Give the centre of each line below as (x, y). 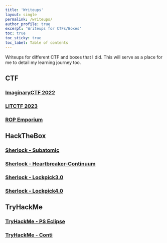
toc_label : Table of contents (37, 43)
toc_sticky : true (23, 38)
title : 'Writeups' (24, 10)
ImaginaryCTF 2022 (30, 93)
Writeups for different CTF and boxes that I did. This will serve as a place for (84, 57)
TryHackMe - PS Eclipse (35, 221)
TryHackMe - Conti (29, 235)
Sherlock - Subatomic (32, 150)
